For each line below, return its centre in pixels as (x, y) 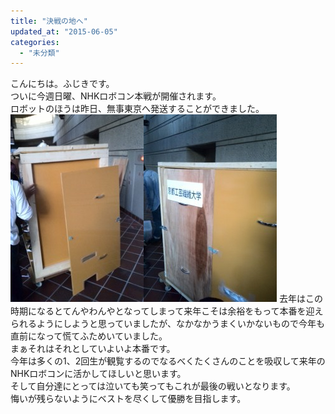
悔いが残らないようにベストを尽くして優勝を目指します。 (128, 399)
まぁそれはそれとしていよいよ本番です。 (93, 349)
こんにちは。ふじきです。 (62, 84)
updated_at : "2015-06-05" (64, 31)
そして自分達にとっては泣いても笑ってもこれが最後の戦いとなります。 (153, 386)
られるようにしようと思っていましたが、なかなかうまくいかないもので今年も (168, 324)
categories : (35, 42)
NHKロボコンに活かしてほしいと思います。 (98, 374)
